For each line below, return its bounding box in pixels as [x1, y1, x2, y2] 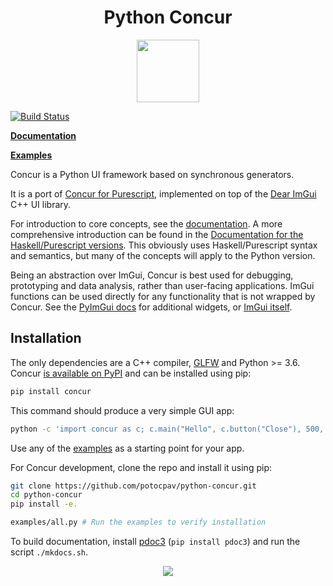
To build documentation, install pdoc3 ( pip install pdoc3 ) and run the [10, 536, 301, 547]
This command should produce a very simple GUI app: [10, 404, 235, 416]
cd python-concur [10, 490, 83, 500]
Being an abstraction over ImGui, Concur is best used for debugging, [10, 269, 294, 281]
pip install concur [10, 386, 92, 396]
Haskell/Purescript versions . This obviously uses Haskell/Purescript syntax [10, 239, 318, 251]
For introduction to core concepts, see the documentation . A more [10, 217, 283, 230]
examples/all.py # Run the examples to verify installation [10, 517, 267, 528]
